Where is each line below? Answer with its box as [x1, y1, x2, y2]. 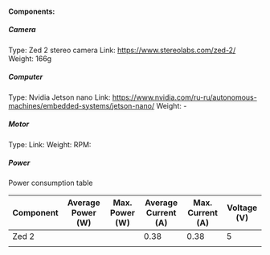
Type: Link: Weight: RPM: [8, 139, 92, 149]
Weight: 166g [8, 53, 52, 64]
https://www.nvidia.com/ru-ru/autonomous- [112, 93, 257, 102]
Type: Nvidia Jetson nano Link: [8, 93, 111, 102]
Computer [8, 72, 43, 82]
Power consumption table [8, 178, 93, 188]
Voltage [227, 202, 258, 213]
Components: [8, 6, 55, 16]
